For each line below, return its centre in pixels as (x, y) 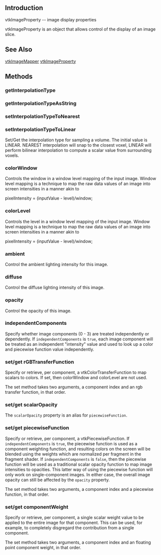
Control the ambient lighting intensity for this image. (57, 264)
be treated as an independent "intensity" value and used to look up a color (79, 344)
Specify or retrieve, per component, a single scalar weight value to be (74, 518)
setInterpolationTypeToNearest (43, 116)
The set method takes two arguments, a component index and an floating (78, 542)
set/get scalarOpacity (31, 405)
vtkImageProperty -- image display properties (51, 19)
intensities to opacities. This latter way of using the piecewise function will (79, 469)
